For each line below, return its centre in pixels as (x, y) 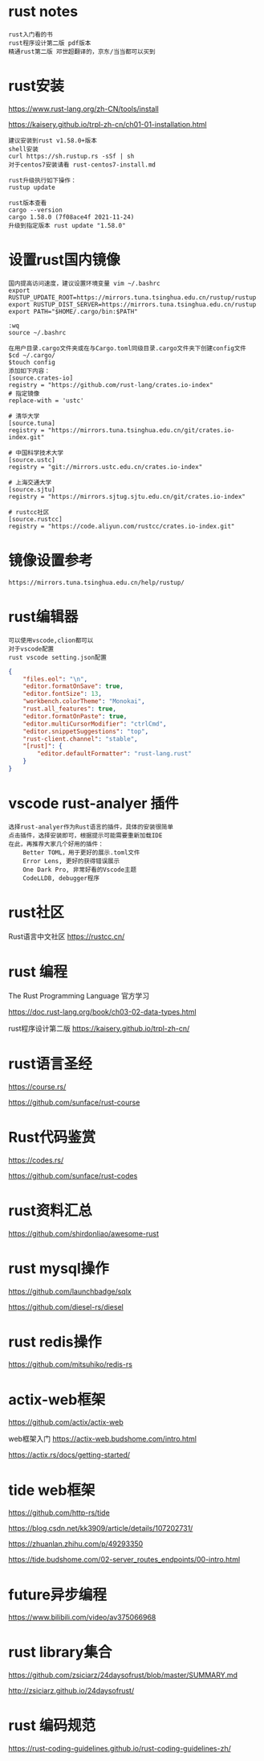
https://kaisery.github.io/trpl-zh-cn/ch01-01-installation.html (108, 124)
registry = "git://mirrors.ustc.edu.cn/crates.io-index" (106, 467)
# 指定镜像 (24, 393)
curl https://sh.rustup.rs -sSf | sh (71, 156)
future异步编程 (57, 1594)
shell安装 (23, 149)
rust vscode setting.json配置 (57, 657)
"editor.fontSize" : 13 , (63, 694)
